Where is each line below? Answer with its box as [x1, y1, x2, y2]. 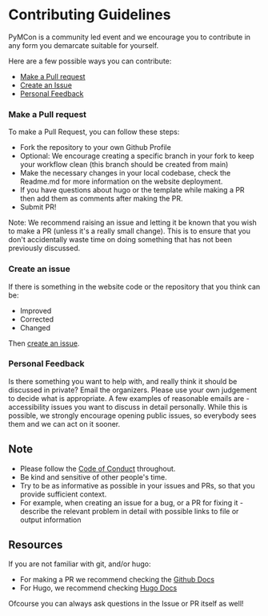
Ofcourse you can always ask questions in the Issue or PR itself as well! [8, 599, 244, 609]
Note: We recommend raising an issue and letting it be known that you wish [8, 218, 258, 228]
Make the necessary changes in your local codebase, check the [19, 168, 231, 178]
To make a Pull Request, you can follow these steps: [8, 127, 180, 137]
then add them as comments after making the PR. [19, 194, 183, 204]
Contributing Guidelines [8, 6, 171, 24]
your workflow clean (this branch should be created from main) [19, 160, 229, 169]
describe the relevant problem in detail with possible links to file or [19, 506, 239, 516]
